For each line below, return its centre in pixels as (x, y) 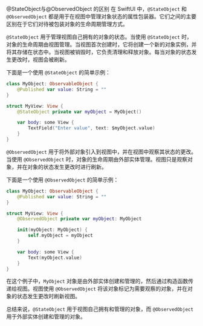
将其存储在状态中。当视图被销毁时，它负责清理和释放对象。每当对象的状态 (99, 52)
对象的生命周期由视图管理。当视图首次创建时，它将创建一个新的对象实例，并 (101, 44)
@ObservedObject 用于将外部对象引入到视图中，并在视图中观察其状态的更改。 (101, 152)
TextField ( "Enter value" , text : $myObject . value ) (92, 128)
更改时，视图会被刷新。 (40, 60)
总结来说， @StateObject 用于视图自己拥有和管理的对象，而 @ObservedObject (100, 309)
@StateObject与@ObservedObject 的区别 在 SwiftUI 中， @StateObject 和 (97, 9)
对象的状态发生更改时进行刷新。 (67, 167)
